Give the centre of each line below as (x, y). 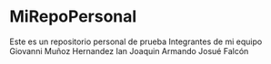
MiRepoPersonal (73, 17)
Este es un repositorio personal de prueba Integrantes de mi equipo (136, 41)
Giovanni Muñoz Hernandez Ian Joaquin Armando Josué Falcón (129, 50)
